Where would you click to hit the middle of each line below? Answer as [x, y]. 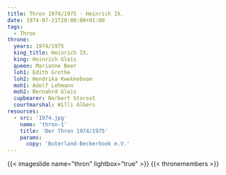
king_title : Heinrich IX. [52, 53]
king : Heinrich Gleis [45, 59]
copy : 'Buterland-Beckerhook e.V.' [78, 144]
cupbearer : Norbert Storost [55, 99]
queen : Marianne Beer [45, 66]
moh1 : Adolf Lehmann [44, 85]
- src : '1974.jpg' [41, 118]
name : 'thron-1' [44, 124]
